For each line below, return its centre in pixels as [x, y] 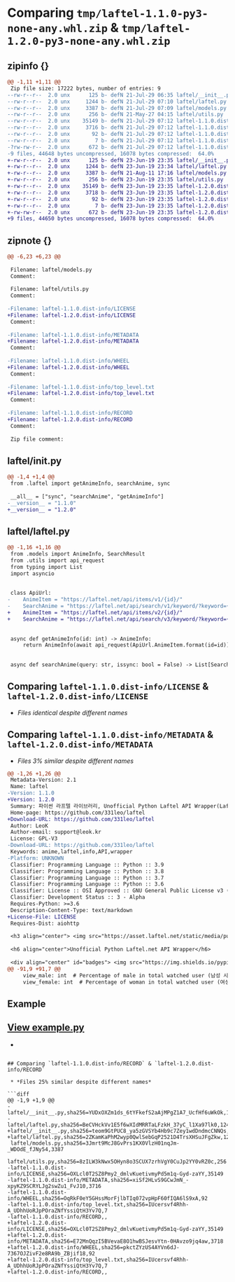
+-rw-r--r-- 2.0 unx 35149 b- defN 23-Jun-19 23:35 [90, 186]
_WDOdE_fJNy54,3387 [36, 1149]
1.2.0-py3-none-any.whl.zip [89, 42]
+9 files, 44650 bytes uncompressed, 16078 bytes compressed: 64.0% [111, 219]
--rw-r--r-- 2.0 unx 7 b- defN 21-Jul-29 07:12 [90, 140]
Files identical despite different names [72, 712]
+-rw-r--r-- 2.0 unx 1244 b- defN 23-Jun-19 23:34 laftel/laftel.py [117, 167]
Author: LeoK [29, 826]
